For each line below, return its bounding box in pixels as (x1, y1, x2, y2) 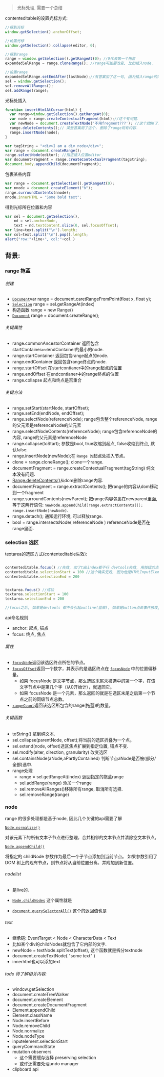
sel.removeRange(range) (19, 792, 69, 797)
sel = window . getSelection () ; (5, 78, 67, 84)
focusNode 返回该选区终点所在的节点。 (12, 660, 88, 666)
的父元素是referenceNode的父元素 (12, 422, 82, 428)
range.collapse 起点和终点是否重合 (12, 377, 82, 383)
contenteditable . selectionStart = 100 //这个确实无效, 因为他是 (5, 569, 131, 574)
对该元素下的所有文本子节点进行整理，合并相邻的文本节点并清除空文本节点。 (5, 834, 159, 840)
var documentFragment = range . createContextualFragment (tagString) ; (5, 157, 147, 162)
